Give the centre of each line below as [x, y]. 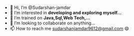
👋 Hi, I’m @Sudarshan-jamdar [40, 8]
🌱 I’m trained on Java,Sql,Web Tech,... [50, 18]
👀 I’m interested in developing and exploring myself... [66, 13]
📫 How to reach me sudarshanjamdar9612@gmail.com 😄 [69, 28]
